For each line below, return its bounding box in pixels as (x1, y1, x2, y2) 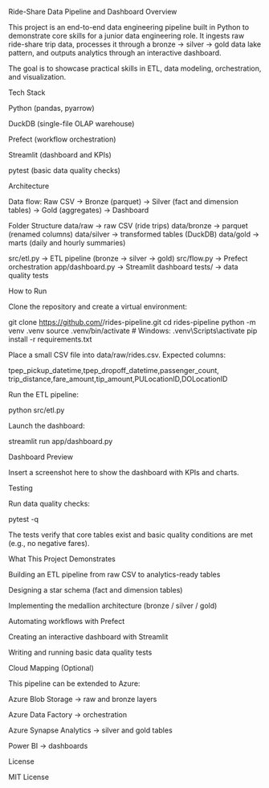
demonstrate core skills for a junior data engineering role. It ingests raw (8, 31, 245, 40)
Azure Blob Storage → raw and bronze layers (8, 695, 157, 704)
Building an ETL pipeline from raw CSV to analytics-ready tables (8, 570, 221, 579)
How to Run (8, 286, 47, 296)
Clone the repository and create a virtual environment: (8, 302, 187, 311)
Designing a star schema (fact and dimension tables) (8, 585, 183, 594)
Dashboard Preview (8, 452, 74, 462)
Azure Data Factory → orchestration (8, 710, 128, 719)
